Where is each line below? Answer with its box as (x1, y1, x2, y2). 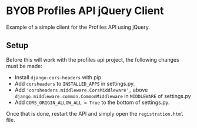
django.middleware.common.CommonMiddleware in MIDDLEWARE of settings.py (14, 92, 191, 99)
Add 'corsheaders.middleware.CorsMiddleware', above (14, 86, 148, 93)
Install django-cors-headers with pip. (14, 73, 103, 80)
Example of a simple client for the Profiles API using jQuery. (6, 23, 151, 31)
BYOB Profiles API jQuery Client (6, 4, 164, 18)
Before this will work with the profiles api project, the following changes (6, 56, 179, 63)
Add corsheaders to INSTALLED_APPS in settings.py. (14, 80, 135, 87)
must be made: (6, 62, 43, 69)
